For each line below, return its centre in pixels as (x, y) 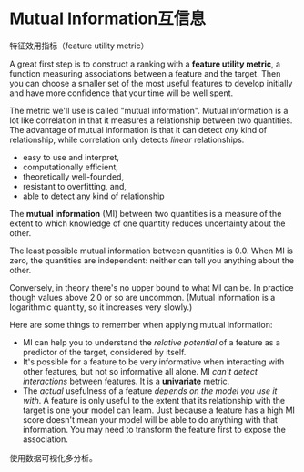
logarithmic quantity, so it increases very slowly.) (101, 307)
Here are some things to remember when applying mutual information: (141, 324)
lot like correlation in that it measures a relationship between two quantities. (151, 120)
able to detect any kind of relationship (94, 196)
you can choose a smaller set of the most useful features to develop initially (151, 83)
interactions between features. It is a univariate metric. (126, 381)
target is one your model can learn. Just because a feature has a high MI (159, 410)
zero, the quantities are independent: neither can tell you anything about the (152, 260)
